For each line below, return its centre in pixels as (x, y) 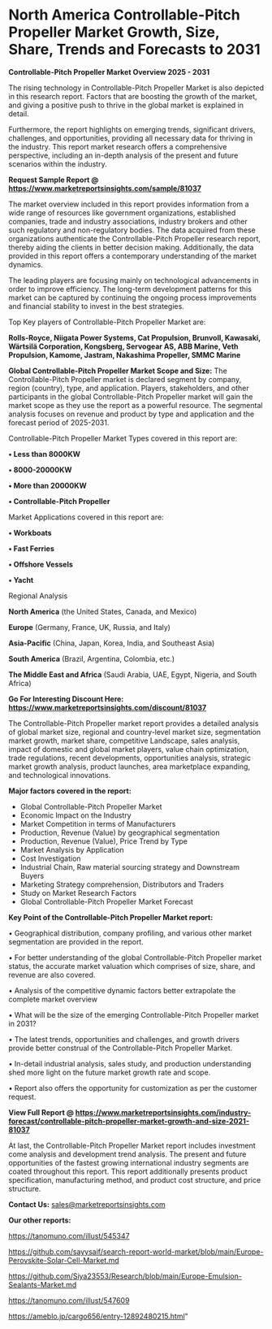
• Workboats (30, 532)
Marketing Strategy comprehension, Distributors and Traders (122, 884)
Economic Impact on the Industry (76, 815)
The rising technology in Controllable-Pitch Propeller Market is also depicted (136, 88)
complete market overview (53, 999)
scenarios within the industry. (58, 163)
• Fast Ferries (32, 548)
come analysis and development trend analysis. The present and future (127, 1154)
